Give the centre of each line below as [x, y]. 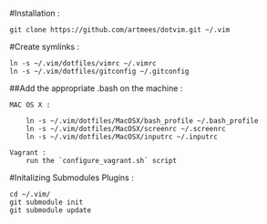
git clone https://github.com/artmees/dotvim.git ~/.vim [120, 30]
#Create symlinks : [45, 46]
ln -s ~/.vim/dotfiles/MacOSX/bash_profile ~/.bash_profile [142, 121]
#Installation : [35, 13]
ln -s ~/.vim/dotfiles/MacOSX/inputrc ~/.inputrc [122, 137]
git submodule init [46, 202]
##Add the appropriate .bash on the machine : [96, 88]
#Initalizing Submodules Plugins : [72, 178]
